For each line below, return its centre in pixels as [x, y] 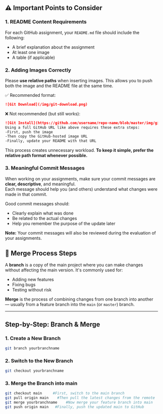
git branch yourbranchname [32, 348]
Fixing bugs [24, 285]
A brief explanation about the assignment [53, 47]
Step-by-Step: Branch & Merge [53, 324]
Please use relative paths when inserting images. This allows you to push [79, 80]
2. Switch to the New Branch [39, 360]
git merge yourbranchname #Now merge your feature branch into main [79, 403]
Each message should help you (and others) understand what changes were [81, 189]
